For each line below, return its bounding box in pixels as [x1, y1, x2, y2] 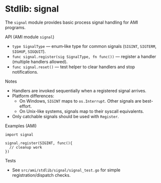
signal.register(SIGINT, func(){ [5, 140, 73, 146]
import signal [5, 132, 34, 137]
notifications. [12, 69, 39, 75]
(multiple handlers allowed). [12, 59, 68, 64]
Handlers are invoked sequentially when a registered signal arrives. [12, 88, 146, 93]
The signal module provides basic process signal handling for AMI [5, 19, 138, 25]
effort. [19, 103, 32, 109]
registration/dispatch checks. [12, 172, 71, 178]
